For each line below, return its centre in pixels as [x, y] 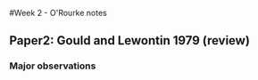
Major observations [53, 66]
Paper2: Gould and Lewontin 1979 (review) [129, 40]
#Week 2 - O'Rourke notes [58, 13]
